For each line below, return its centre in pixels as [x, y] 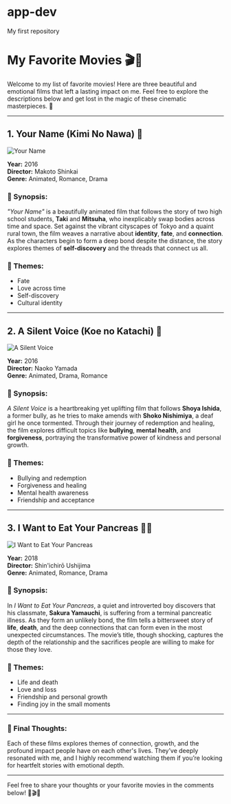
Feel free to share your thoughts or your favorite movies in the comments [111, 785]
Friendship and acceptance [56, 499]
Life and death [37, 682]
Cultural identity [40, 303]
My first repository [33, 31]
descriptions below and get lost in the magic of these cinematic [97, 99]
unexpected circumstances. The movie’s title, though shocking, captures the [115, 635]
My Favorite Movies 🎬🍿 [75, 60]
